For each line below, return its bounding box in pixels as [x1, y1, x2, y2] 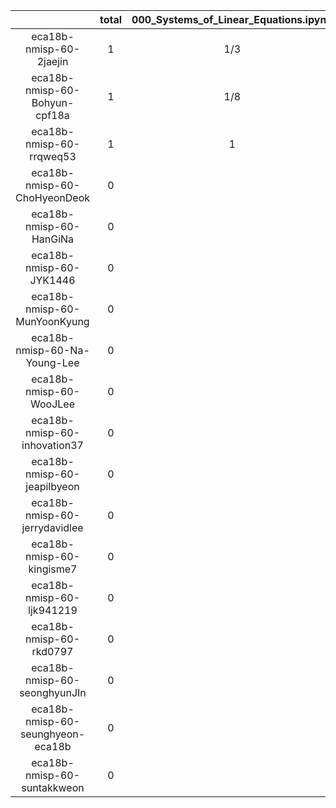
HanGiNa [31, 232, 75, 246]
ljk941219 [28, 604, 78, 617]
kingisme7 [28, 562, 78, 576]
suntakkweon [21, 781, 85, 794]
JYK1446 [29, 274, 76, 287]
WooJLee [30, 397, 75, 411]
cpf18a [35, 109, 70, 122]
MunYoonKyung [15, 315, 90, 328]
